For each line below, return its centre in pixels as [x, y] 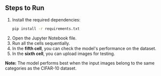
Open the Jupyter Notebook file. [44, 38]
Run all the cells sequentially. [41, 43]
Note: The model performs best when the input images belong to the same [80, 63]
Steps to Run [25, 8]
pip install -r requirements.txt [46, 29]
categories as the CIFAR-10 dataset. [41, 68]
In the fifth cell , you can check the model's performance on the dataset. [84, 48]
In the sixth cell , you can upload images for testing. [64, 54]
